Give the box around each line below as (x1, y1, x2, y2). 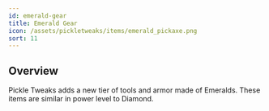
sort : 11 (8, 34, 38, 43)
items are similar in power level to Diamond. (8, 94, 154, 104)
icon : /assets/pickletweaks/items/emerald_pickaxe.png (8, 27, 198, 35)
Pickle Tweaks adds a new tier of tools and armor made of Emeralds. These (8, 85, 261, 95)
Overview (8, 64, 59, 77)
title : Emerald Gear (8, 19, 79, 27)
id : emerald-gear (8, 11, 67, 20)
